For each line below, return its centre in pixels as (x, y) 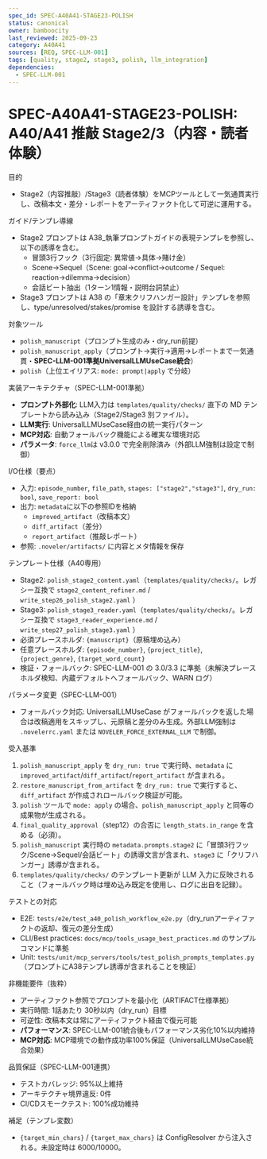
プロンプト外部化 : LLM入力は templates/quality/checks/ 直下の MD (131, 404)
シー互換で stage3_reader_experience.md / (89, 619)
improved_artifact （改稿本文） (83, 516)
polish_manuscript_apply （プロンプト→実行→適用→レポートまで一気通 (137, 351)
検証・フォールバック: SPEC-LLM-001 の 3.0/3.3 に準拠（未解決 (124, 668)
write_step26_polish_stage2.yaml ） (79, 599)
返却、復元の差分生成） (79, 928)
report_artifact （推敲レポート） (86, 536)
